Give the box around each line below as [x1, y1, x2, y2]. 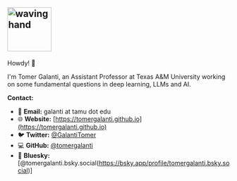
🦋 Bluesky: [17, 151, 51, 159]
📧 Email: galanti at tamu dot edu [17, 107, 111, 116]
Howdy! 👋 [7, 58, 36, 67]
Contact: [7, 93, 34, 102]
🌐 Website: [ [17, 114, 56, 123]
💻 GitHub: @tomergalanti [17, 141, 93, 149]
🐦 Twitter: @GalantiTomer [17, 130, 97, 139]
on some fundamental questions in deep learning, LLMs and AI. [7, 80, 192, 88]
